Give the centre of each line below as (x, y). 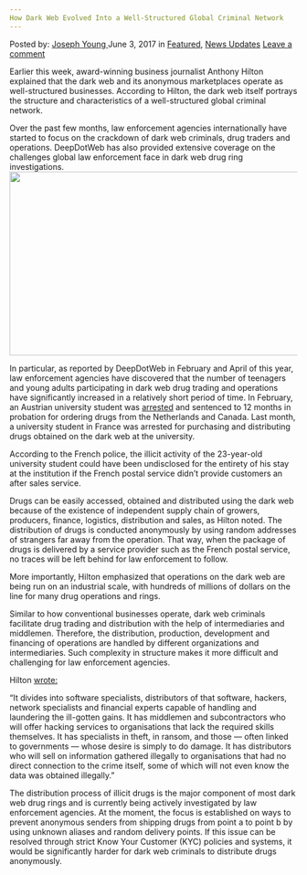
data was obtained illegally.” (62, 775)
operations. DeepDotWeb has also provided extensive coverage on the (143, 147)
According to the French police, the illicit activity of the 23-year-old (136, 454)
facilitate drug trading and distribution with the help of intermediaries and (147, 623)
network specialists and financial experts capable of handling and (133, 707)
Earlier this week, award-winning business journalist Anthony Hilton (137, 71)
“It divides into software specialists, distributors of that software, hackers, (148, 697)
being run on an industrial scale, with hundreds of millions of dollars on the (150, 586)
